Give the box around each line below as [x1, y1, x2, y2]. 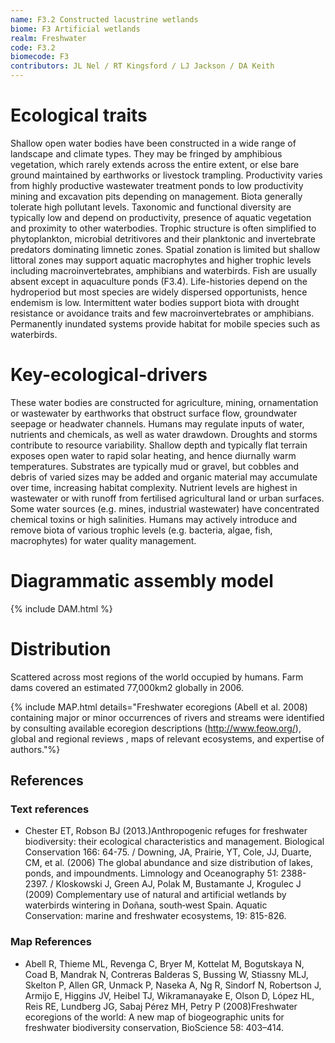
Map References [10, 935, 92, 949]
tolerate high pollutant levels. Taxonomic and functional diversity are [10, 201, 292, 213]
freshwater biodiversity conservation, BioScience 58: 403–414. [24, 1021, 285, 1033]
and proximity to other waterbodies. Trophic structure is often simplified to [10, 222, 317, 234]
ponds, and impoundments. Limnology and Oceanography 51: [24, 867, 279, 880]
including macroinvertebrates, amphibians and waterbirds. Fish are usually [10, 264, 318, 276]
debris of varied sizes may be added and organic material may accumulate [10, 471, 318, 483]
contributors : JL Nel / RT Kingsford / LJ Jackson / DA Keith [10, 61, 275, 71]
